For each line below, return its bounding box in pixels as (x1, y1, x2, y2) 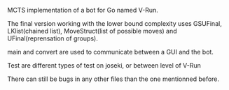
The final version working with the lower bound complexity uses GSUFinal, (7, 20, 222, 27)
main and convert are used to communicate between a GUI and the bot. (7, 48, 214, 56)
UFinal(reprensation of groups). (7, 34, 98, 43)
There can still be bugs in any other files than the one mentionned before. (7, 75, 219, 83)
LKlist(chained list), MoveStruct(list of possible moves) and (7, 27, 177, 35)
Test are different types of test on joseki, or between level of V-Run (7, 61, 202, 69)
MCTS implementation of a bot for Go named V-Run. (7, 6, 159, 14)
